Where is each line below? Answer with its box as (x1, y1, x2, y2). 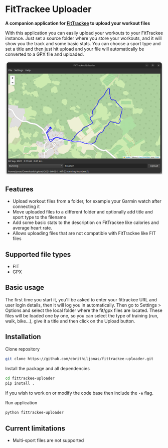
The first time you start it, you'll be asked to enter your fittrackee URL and (5, 296, 157, 302)
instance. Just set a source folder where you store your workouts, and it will (5, 35, 162, 41)
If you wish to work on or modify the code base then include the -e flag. (5, 390, 154, 396)
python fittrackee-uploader (5, 410, 64, 415)
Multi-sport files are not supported (12, 437, 84, 443)
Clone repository (5, 346, 40, 352)
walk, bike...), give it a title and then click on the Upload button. (5, 318, 135, 324)
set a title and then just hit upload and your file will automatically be (5, 46, 144, 52)
